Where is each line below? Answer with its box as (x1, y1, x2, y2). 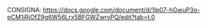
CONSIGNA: (7, 6, 41, 14)
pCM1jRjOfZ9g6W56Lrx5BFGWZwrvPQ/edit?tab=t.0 (7, 13, 155, 21)
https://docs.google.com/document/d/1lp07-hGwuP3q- (42, 6, 200, 14)
